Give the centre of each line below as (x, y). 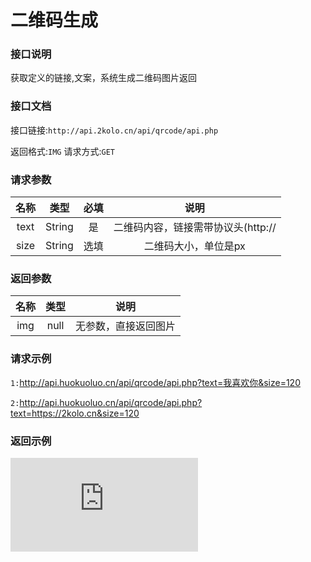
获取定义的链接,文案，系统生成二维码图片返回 (104, 78)
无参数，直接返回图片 (126, 326)
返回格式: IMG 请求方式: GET (62, 151)
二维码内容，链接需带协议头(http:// (195, 228)
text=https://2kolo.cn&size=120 (75, 413)
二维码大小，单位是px (194, 246)
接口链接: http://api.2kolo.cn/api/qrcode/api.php (114, 130)
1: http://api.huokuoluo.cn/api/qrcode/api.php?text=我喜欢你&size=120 (155, 382)
